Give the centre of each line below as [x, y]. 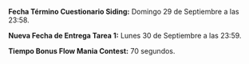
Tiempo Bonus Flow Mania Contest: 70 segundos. [92, 51]
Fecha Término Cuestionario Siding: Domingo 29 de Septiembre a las [124, 12]
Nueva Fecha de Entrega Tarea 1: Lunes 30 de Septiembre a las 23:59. [125, 36]
